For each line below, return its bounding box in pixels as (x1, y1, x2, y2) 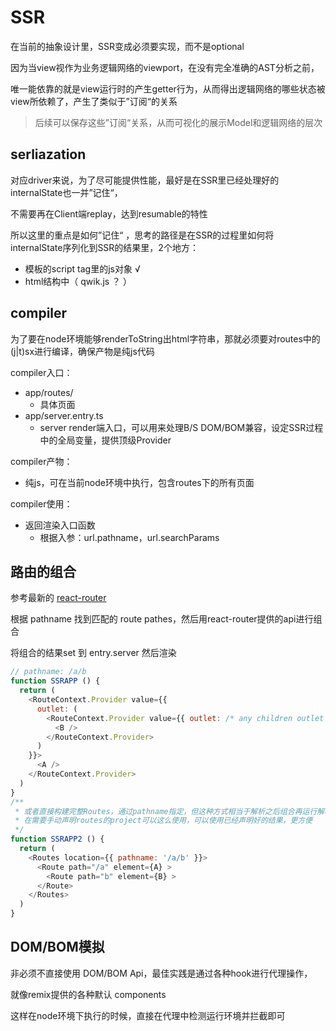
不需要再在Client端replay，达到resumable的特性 (10, 207, 208, 220)
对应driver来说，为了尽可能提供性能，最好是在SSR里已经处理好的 (10, 174, 280, 186)
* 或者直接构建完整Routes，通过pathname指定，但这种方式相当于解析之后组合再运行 (14, 806, 318, 816)
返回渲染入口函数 (24, 519, 96, 531)
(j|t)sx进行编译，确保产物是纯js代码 (10, 345, 155, 357)
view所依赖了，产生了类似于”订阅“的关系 (10, 95, 178, 107)
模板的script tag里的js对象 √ (24, 262, 141, 275)
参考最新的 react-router (10, 592, 107, 604)
